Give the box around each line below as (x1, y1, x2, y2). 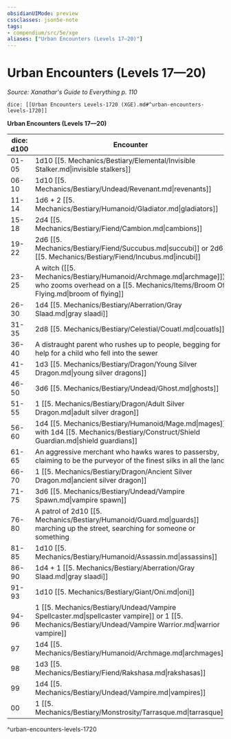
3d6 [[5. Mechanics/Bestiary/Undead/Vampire (35, 487, 186, 496)
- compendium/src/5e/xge (7, 29, 78, 36)
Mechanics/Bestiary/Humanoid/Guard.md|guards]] (35, 515, 199, 525)
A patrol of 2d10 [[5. (35, 507, 102, 516)
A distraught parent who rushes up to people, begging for (35, 340, 221, 349)
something (35, 532, 70, 542)
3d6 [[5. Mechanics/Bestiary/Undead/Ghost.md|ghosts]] (35, 384, 219, 393)
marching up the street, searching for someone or (35, 524, 196, 533)
